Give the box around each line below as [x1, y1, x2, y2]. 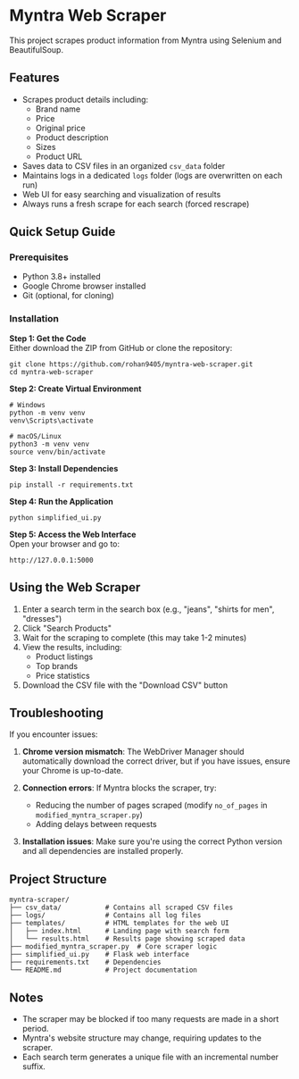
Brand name [35, 104, 81, 114]
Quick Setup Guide [9, 224, 116, 239]
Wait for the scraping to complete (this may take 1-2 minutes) [21, 632, 247, 643]
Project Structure [9, 872, 107, 887]
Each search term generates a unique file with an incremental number [21, 1051, 279, 1062]
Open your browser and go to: [9, 538, 120, 549]
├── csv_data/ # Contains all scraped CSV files [9, 903, 234, 912]
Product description [35, 131, 109, 143]
